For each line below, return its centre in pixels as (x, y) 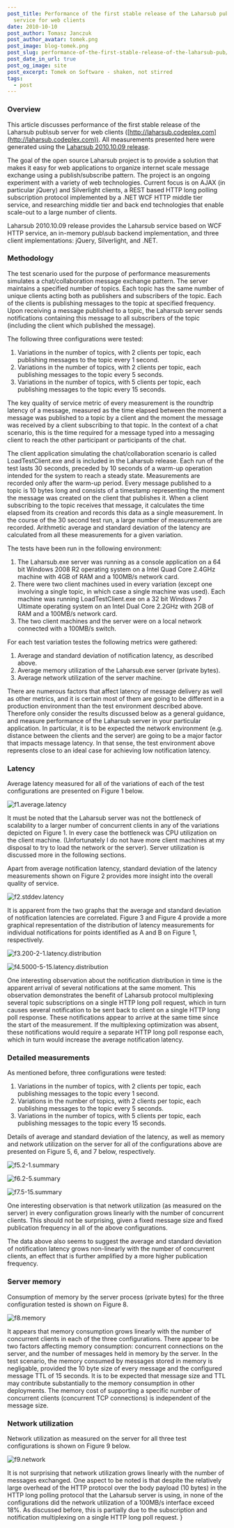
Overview (24, 109)
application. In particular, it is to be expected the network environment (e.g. (115, 728)
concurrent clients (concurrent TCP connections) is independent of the (109, 1398)
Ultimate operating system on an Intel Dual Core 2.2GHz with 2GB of (115, 606)
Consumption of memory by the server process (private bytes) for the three (116, 1297)
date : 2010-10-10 (32, 26)
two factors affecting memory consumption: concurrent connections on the (116, 1346)
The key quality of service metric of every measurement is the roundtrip (110, 403)
